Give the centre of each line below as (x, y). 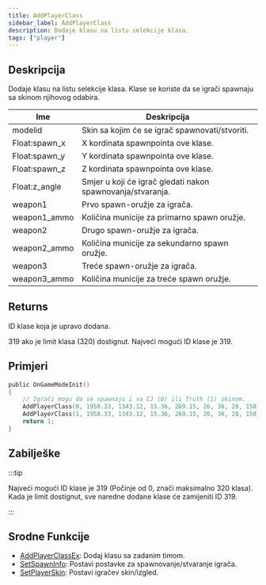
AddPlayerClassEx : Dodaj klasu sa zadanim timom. (102, 556)
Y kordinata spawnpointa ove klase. (148, 156)
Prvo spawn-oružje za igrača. (137, 205)
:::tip (15, 472)
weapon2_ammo (43, 248)
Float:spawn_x (39, 143)
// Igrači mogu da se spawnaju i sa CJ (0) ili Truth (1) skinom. (134, 400)
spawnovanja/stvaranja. (126, 192)
